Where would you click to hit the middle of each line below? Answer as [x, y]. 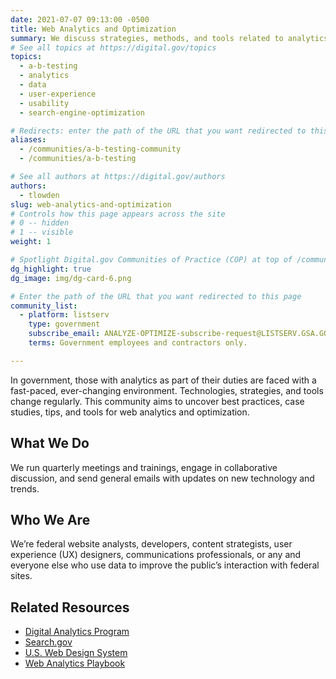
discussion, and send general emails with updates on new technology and [162, 478]
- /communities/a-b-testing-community [100, 149]
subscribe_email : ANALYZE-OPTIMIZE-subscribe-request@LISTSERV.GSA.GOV [180, 334]
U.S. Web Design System [76, 653]
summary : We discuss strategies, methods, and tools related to [147, 38]
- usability [44, 103]
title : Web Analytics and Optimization [93, 29]
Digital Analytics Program [77, 632]
